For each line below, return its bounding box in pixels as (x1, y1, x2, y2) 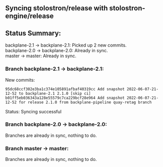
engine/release (5, 12, 54, 21)
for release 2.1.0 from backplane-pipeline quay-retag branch (18, 100, 152, 105)
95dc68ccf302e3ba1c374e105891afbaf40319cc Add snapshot (5, 86, 125, 92)
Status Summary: (5, 29, 61, 37)
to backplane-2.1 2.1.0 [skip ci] (18, 91, 92, 96)
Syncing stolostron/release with (5, 4, 108, 13)
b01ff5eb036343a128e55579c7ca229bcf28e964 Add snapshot (5, 95, 125, 100)
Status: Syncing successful (5, 108, 62, 114)
